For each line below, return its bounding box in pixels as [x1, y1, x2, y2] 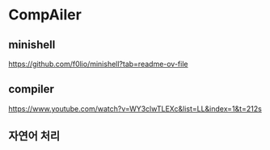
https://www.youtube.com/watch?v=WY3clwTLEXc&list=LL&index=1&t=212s [8, 103, 263, 114]
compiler [8, 82, 55, 96]
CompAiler [8, 6, 82, 24]
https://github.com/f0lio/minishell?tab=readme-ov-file [8, 59, 188, 69]
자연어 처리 [8, 129, 61, 143]
